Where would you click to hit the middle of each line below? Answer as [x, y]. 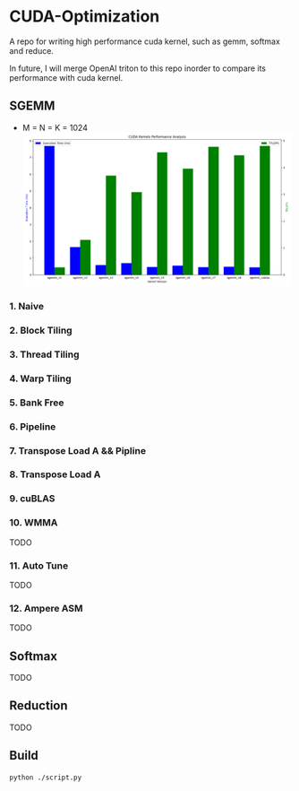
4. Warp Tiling [40, 378]
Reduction [39, 706]
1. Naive [27, 306]
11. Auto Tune [39, 565]
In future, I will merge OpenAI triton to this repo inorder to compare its [138, 68]
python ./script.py [46, 778]
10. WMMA [34, 523]
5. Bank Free [37, 403]
